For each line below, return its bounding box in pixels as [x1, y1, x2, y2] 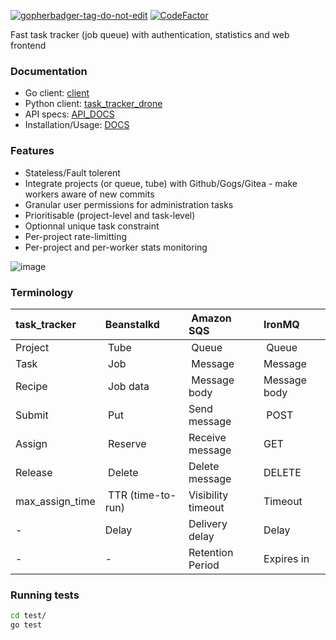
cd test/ [10, 611, 47, 621]
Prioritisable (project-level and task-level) [24, 209, 196, 221]
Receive [188, 430, 227, 444]
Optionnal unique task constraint [24, 220, 160, 232]
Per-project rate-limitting [24, 230, 128, 242]
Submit [15, 408, 49, 422]
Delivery [188, 516, 228, 530]
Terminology [10, 285, 74, 299]
